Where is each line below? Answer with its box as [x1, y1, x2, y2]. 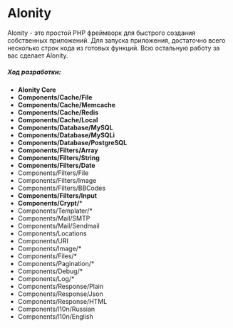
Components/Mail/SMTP [17, 213, 90, 222]
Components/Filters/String [17, 153, 100, 162]
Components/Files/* [17, 251, 77, 260]
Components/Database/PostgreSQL [17, 138, 128, 147]
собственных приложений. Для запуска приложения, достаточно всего [7, 36, 226, 44]
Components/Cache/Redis [17, 108, 99, 117]
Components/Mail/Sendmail [17, 221, 100, 230]
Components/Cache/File [17, 92, 93, 101]
